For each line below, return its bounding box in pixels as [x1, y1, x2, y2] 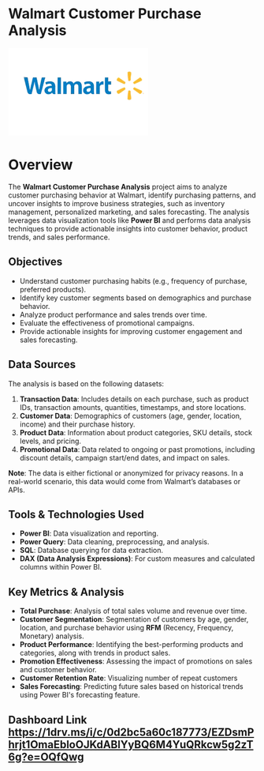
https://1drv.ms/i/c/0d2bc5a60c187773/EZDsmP [8, 725, 255, 739]
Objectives [8, 255, 63, 269]
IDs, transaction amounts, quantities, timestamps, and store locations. [19, 402, 247, 412]
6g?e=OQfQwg [8, 750, 84, 763]
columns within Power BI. [19, 562, 102, 572]
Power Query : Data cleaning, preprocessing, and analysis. [19, 537, 210, 547]
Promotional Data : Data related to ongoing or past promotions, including [19, 444, 255, 454]
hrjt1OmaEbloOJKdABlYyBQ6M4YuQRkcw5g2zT [8, 738, 254, 751]
